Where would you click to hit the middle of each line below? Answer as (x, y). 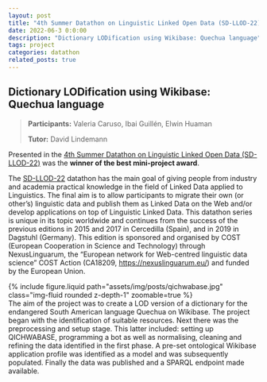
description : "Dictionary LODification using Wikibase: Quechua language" (135, 38)
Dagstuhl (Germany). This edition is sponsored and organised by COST (124, 237)
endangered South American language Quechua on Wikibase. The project (129, 311)
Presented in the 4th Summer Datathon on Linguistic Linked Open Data (124, 154)
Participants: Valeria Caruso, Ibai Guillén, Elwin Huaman (120, 123)
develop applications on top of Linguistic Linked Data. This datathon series (130, 212)
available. (24, 371)
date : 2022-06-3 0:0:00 (48, 30)
